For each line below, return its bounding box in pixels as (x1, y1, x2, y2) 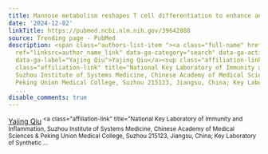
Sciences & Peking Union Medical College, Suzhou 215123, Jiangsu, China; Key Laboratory (8, 132, 257, 140)
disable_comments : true (8, 93, 88, 101)
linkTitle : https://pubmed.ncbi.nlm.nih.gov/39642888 (8, 26, 191, 34)
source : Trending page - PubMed (8, 34, 116, 42)
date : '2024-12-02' (8, 19, 73, 27)
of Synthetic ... (8, 139, 49, 147)
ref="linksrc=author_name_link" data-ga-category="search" (15, 49, 216, 57)
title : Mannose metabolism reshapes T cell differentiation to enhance (8, 11, 251, 20)
